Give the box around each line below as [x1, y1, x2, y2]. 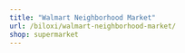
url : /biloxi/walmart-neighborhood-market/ [9, 22, 177, 31]
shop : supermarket [9, 30, 79, 39]
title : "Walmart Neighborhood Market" [9, 13, 156, 22]
